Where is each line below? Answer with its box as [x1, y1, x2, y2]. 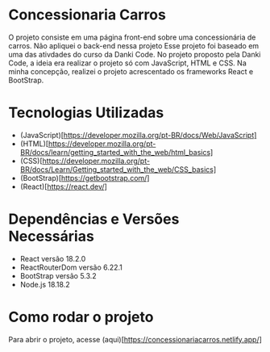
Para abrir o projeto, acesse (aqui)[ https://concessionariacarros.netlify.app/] [8, 334, 262, 344]
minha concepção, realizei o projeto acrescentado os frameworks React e [8, 66, 254, 76]
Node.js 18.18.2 [19, 279, 70, 289]
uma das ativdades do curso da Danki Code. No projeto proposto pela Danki [8, 49, 261, 59]
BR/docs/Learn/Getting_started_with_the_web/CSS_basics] [19, 164, 217, 174]
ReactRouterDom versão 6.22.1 [19, 262, 123, 272]
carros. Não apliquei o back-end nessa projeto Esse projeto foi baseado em [8, 40, 260, 50]
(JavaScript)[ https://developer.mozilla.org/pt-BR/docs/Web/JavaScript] [19, 130, 257, 140]
